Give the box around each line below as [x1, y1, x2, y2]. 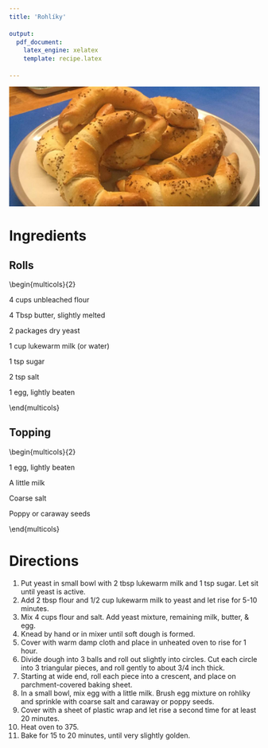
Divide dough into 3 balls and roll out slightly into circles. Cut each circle [20, 654, 258, 664]
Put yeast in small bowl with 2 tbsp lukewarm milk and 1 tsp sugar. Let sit [20, 578, 259, 588]
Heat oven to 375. [20, 722, 80, 731]
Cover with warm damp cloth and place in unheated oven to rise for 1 [20, 637, 247, 647]
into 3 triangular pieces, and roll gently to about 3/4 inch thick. [20, 663, 225, 672]
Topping [9, 426, 51, 439]
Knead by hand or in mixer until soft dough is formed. [20, 629, 196, 638]
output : [9, 29, 35, 37]
